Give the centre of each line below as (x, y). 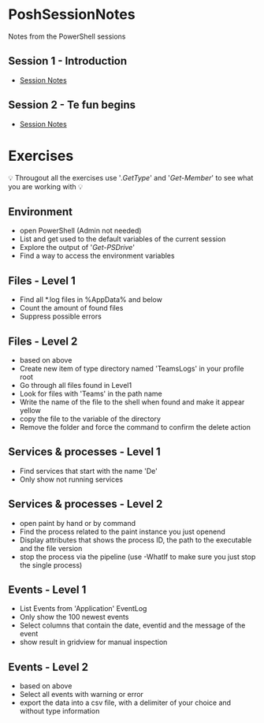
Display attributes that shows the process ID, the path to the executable (136, 540)
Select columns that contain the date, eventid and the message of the (132, 625)
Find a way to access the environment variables (97, 256)
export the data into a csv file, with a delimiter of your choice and (125, 703)
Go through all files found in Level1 (76, 385)
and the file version (51, 548)
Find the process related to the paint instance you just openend (123, 531)
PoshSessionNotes (72, 15)
